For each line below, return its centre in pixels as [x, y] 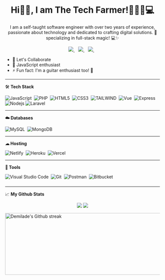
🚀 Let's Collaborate [32, 59]
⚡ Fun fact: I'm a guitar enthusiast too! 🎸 [53, 70]
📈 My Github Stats [25, 194]
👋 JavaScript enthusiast [36, 65]
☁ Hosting [16, 143]
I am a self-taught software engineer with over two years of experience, [82, 27]
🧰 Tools [13, 167]
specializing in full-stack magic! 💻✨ [82, 38]
